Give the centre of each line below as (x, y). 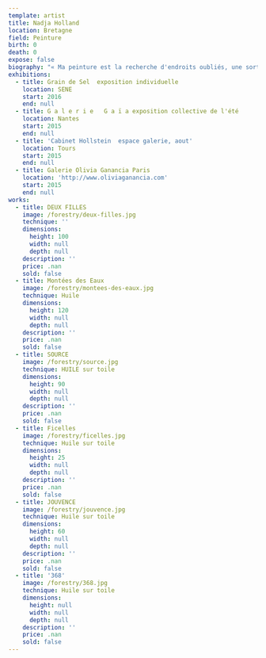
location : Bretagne (40, 30)
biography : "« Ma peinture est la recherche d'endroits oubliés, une (125, 67)
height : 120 (49, 310)
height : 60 (47, 532)
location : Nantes (51, 119)
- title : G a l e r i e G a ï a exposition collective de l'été (127, 112)
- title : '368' (40, 576)
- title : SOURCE (42, 355)
